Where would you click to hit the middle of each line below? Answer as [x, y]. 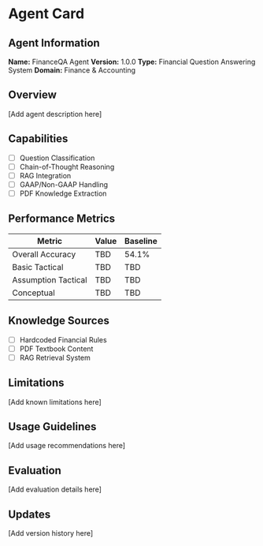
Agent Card [46, 14]
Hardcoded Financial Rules [63, 339]
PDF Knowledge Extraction [63, 193]
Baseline [141, 241]
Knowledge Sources [59, 321]
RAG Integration [45, 175]
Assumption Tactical [50, 279]
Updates [30, 514]
